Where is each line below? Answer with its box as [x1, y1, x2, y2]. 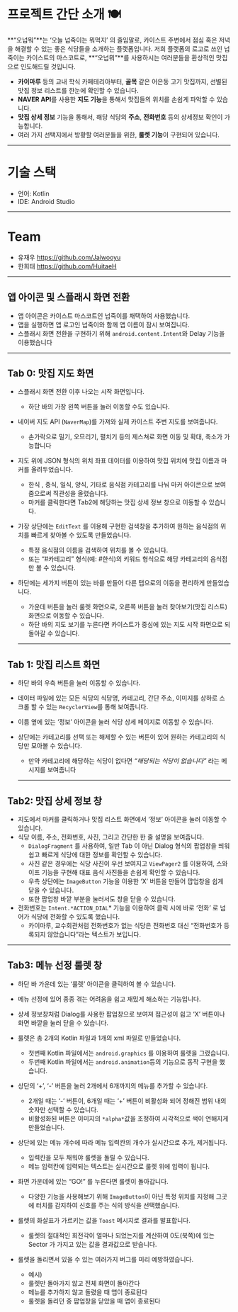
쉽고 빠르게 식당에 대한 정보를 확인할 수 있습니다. [28, 851, 163, 859]
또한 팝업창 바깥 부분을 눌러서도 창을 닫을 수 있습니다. [28, 895, 176, 903]
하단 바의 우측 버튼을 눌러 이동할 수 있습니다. [17, 679, 141, 687]
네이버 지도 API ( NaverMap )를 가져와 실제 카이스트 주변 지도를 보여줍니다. [17, 417, 218, 426]
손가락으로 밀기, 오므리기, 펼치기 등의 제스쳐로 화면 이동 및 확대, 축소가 [28, 433, 223, 441]
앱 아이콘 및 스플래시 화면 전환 [7, 291, 130, 303]
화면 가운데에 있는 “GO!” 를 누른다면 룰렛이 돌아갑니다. [17, 1177, 169, 1185]
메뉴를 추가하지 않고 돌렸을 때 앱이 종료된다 [28, 1287, 147, 1296]
